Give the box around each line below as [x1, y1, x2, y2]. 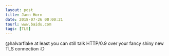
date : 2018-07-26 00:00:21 [5, 17, 63, 22]
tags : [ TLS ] [5, 26, 31, 32]
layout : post [5, 7, 33, 13]
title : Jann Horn [5, 12, 43, 17]
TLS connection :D [5, 46, 45, 52]
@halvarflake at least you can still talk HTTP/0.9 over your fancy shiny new [5, 40, 164, 46]
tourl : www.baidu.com [5, 21, 52, 27]
